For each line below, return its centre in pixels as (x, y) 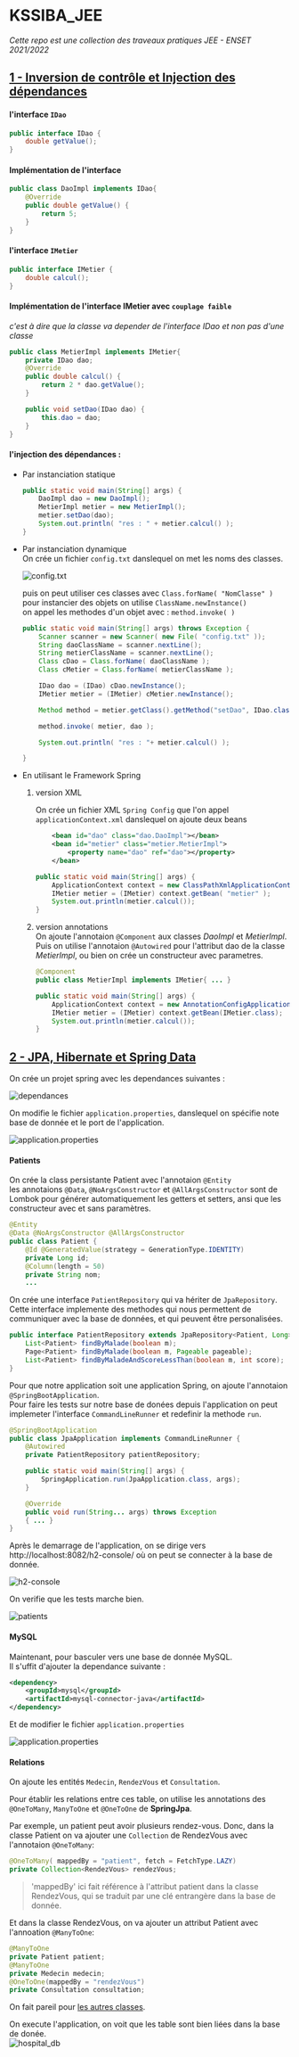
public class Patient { (53, 1242)
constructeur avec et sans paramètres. (80, 1208)
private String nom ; (63, 1275)
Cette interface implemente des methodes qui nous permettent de (130, 1309)
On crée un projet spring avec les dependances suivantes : (117, 1079)
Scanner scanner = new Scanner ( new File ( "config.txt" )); (152, 637)
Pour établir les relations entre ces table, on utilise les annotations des (137, 1799)
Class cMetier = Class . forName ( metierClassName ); (136, 670)
